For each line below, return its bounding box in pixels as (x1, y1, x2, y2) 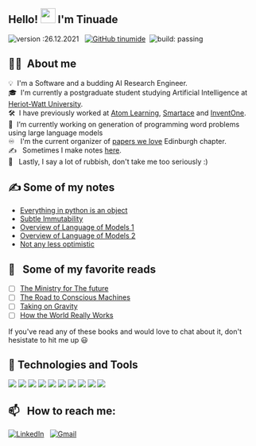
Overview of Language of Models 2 (19, 231, 136, 241)
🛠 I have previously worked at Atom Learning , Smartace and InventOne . (8, 108, 246, 118)
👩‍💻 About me (8, 57, 77, 71)
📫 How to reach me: (8, 404, 117, 417)
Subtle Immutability (19, 214, 83, 223)
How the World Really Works (19, 311, 114, 320)
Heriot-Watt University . (8, 99, 83, 108)
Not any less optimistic (19, 239, 95, 249)
